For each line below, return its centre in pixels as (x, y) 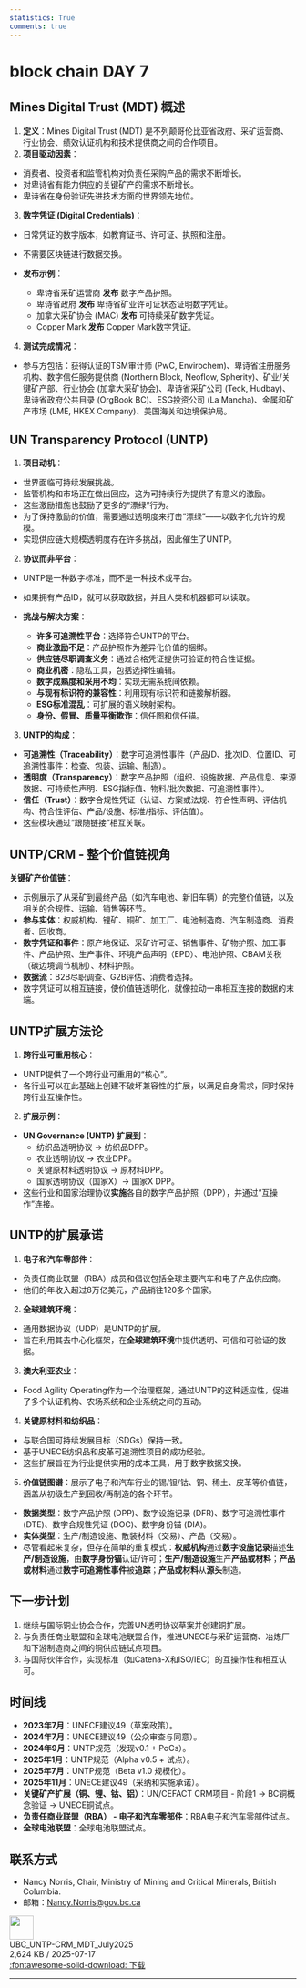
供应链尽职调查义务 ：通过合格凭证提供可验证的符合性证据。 (148, 659)
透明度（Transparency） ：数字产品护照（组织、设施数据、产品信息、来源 (159, 777)
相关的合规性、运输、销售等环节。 (87, 909)
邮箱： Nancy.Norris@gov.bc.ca (82, 1902)
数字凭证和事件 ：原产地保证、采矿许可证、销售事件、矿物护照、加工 (150, 943)
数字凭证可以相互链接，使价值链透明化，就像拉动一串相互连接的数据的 (154, 988)
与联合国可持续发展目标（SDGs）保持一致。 (105, 1440)
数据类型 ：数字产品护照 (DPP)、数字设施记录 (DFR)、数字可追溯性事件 (154, 1513)
